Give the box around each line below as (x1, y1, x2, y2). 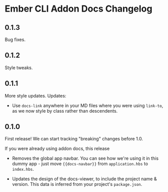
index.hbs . (12, 166, 34, 172)
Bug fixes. (5, 36, 26, 42)
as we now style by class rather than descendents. (12, 108, 118, 114)
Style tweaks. (5, 64, 33, 71)
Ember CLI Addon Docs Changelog (5, 3, 152, 15)
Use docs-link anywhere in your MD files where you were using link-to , (12, 102, 163, 109)
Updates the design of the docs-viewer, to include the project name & (12, 176, 157, 182)
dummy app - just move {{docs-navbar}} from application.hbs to (12, 161, 148, 167)
